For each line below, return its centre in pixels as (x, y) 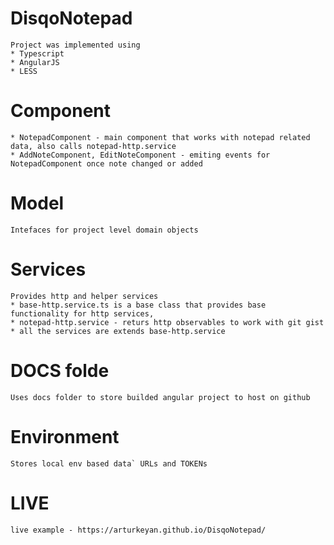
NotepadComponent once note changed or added (106, 163)
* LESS (24, 71)
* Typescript (37, 53)
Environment (65, 436)
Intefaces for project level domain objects (104, 230)
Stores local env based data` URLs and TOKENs (109, 463)
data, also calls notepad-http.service (93, 146)
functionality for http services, (82, 313)
